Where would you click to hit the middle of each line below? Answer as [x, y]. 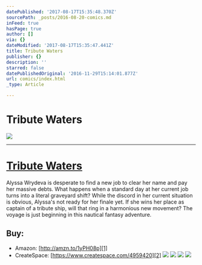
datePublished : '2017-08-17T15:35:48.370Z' [62, 12]
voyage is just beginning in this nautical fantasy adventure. [79, 214]
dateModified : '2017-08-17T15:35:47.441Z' [60, 46]
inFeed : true [23, 23]
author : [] [20, 34]
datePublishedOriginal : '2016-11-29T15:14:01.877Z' [72, 73]
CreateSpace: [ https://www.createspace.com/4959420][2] [88, 255]
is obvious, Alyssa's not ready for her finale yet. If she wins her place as [95, 202]
